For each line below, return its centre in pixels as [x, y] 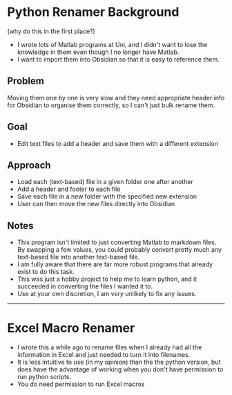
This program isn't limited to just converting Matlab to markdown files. [117, 242]
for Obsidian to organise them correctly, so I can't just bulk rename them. [111, 105]
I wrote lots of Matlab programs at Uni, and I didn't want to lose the [112, 44]
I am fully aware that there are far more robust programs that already [115, 264]
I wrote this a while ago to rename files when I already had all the [109, 347]
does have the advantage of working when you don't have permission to [120, 369]
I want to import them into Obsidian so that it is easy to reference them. [118, 59]
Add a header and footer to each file [69, 189]
